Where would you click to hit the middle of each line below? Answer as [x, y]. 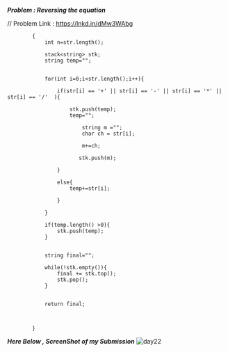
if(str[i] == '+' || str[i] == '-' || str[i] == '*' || [139, 91]
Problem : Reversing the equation [56, 10]
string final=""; [70, 255]
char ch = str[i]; [108, 134]
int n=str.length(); [74, 42]
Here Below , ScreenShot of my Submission [71, 341]
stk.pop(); [73, 280]
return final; [65, 304]
